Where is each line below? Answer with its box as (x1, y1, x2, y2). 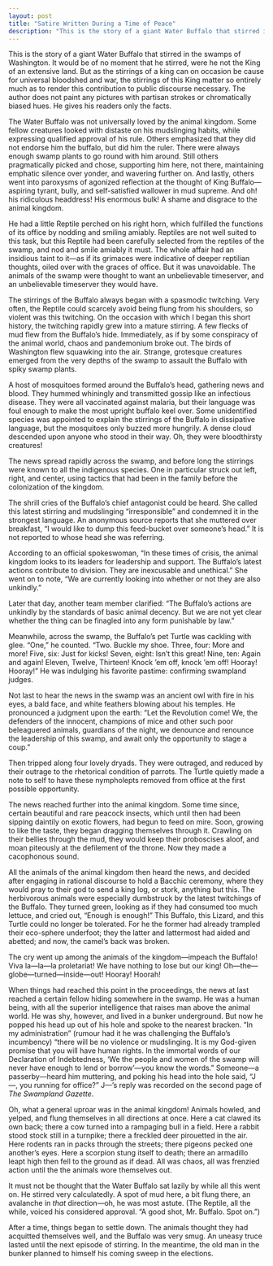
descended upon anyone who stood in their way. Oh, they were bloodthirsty (8, 432, 262, 442)
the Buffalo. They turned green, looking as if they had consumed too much (8, 902, 258, 911)
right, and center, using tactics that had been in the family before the (8, 473, 238, 484)
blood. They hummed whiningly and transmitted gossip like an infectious (8, 389, 251, 398)
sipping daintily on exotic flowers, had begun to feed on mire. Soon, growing (8, 817, 264, 827)
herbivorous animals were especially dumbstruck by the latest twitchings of (8, 894, 262, 903)
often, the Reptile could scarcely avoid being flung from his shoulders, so (8, 304, 253, 314)
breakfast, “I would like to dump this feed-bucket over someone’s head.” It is (8, 524, 264, 533)
